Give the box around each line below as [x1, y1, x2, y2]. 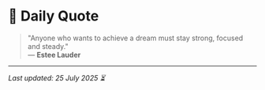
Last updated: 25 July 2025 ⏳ [8, 73, 106, 82]
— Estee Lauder [27, 50, 81, 59]
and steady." [27, 41, 69, 51]
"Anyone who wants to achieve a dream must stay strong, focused [27, 33, 244, 43]
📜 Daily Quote [8, 7, 99, 25]
